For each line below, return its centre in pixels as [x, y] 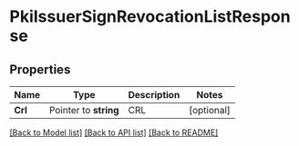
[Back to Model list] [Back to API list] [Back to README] [114, 132]
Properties [40, 69]
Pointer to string [84, 110]
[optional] [209, 110]
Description [154, 95]
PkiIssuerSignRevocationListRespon [150, 17]
